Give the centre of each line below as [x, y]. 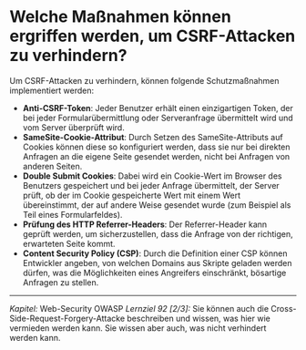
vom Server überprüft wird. [73, 127]
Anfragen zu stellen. [61, 282]
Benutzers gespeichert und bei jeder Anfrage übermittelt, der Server [151, 185]
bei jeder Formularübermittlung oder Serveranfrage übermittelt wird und [158, 118]
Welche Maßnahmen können [121, 17]
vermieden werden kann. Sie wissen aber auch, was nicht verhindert [138, 328]
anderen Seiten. [52, 166]
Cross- [284, 308]
